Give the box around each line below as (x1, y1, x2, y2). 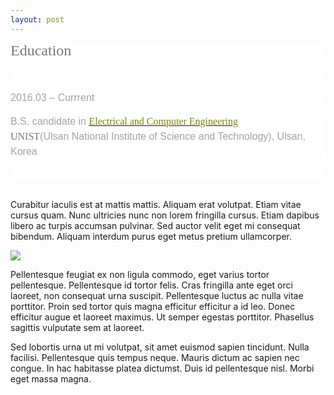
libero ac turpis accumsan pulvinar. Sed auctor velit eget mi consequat (10, 219, 301, 231)
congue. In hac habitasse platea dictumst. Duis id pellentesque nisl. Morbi (10, 362, 315, 374)
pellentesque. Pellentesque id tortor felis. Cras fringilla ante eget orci (10, 279, 293, 291)
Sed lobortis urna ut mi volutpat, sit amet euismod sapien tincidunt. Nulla (10, 341, 310, 353)
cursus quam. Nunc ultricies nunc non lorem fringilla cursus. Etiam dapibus (10, 209, 320, 221)
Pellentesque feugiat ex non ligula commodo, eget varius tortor (10, 268, 270, 280)
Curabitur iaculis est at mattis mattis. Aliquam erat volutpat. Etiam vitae (10, 198, 302, 210)
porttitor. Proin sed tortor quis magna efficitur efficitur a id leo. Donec (10, 300, 296, 312)
